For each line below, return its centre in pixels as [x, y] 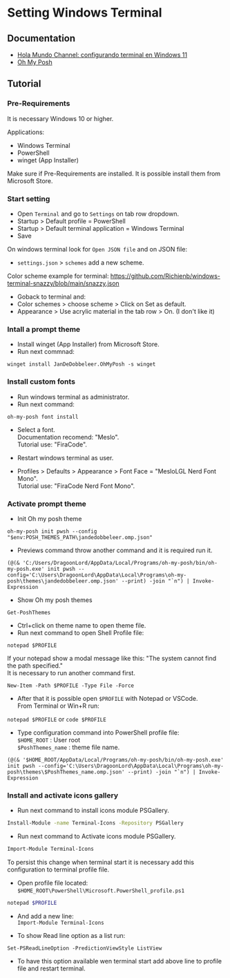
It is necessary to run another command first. [71, 673]
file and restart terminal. [51, 968]
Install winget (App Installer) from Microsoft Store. [88, 344]
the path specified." [35, 666]
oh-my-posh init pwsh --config [52, 531]
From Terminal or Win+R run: [58, 706]
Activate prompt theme [47, 504]
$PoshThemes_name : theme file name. [68, 747]
